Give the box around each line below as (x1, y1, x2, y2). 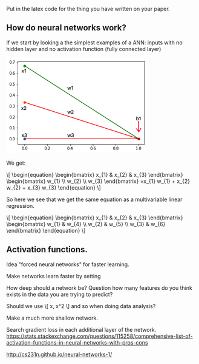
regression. (6, 202, 34, 209)
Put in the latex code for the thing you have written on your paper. (6, 5, 171, 12)
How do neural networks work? (6, 22, 127, 33)
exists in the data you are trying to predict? (6, 290, 113, 298)
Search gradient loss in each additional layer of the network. (6, 326, 157, 333)
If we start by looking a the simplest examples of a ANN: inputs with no (6, 39, 183, 46)
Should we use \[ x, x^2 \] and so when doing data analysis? (6, 302, 156, 309)
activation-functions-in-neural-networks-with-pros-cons (6, 338, 148, 346)
